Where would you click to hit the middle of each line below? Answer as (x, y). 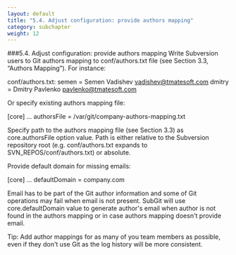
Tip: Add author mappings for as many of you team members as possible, (114, 237)
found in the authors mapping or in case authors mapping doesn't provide (114, 216)
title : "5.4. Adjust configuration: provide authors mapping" (100, 20)
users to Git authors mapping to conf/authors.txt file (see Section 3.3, (108, 61)
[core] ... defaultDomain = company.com (66, 180)
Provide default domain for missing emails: (69, 166)
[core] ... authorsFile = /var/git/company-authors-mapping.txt (97, 117)
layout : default (31, 14)
